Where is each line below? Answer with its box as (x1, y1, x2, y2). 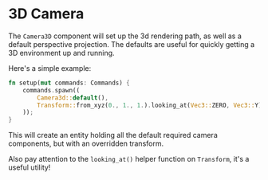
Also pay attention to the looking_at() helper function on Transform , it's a (8, 155, 250, 164)
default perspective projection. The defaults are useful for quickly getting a (8, 39, 255, 49)
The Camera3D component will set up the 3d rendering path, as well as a (8, 31, 242, 41)
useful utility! (8, 162, 51, 172)
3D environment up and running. (8, 48, 115, 57)
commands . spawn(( (22, 86, 81, 94)
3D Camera (8, 5, 85, 23)
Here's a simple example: (8, 63, 92, 72)
